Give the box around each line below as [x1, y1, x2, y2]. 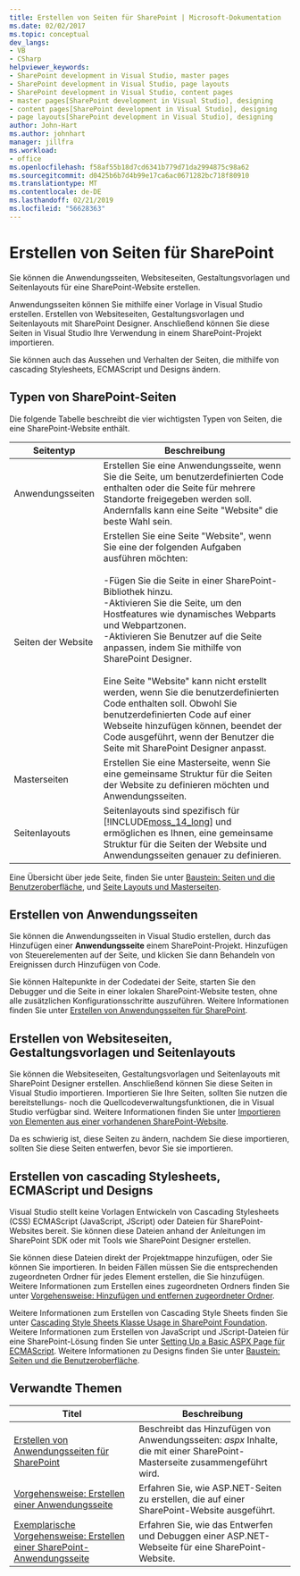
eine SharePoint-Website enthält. [9, 423, 130, 433]
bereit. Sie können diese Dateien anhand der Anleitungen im [45, 1225, 266, 1236]
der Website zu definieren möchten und [103, 778, 270, 791]
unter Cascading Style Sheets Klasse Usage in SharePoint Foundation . [9, 1317, 268, 1328]
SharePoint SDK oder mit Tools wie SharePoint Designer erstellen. [9, 1235, 252, 1245]
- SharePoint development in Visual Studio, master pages [9, 71, 229, 80]
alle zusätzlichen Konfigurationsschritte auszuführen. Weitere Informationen [9, 995, 289, 1006]
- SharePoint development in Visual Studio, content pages [9, 88, 234, 96]
